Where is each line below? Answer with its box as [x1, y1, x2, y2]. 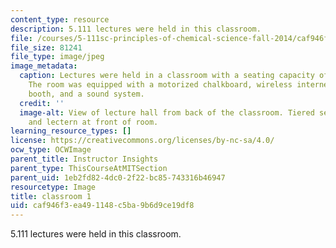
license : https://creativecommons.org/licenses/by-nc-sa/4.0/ [10, 136, 275, 146]
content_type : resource [10, 14, 110, 25]
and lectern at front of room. [28, 117, 159, 127]
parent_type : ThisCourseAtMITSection [10, 163, 168, 173]
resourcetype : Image [10, 182, 97, 192]
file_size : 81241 [10, 42, 83, 53]
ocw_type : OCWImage [10, 145, 92, 155]
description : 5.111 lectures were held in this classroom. [10, 24, 262, 34]
